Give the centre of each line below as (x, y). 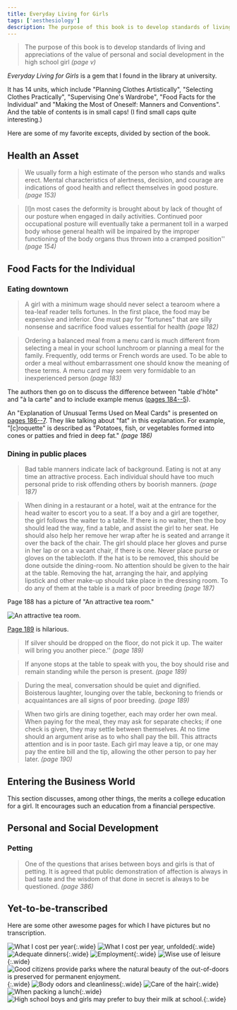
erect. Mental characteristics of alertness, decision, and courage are (124, 180)
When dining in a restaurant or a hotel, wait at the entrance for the (120, 506)
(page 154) (40, 246)
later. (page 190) (48, 759)
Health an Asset (43, 155)
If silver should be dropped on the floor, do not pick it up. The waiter (124, 643)
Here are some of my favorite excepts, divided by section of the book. (109, 133)
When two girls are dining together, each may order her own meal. (121, 714)
